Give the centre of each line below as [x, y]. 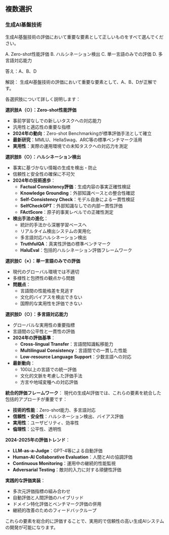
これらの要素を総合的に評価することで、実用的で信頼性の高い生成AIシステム [85, 521]
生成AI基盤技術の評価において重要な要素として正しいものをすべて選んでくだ [85, 37]
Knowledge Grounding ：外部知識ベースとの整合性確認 [77, 193]
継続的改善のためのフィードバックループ [55, 510]
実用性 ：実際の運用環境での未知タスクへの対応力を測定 [70, 146]
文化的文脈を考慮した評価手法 [51, 376]
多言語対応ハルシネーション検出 [53, 237]
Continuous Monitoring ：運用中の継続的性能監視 [64, 463]
